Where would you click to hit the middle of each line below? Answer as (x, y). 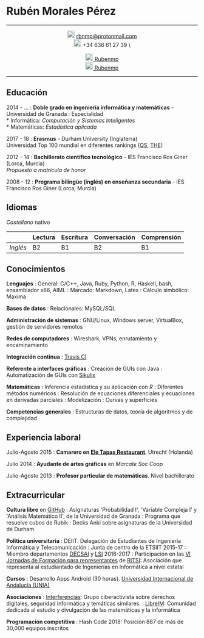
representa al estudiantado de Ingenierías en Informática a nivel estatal (95, 567)
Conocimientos (36, 269)
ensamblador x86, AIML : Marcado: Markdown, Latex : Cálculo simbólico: (98, 290)
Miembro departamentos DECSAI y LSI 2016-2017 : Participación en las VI (99, 554)
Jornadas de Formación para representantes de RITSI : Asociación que (94, 560)
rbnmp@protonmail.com (107, 36)
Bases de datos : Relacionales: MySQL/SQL (61, 309)
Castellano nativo (28, 222)
